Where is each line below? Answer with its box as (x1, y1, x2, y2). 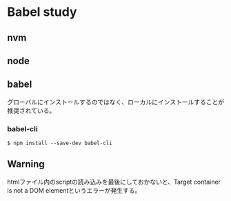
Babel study (7, 4, 77, 20)
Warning (7, 158, 45, 170)
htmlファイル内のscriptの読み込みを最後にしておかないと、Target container (7, 178, 221, 186)
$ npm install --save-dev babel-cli (7, 140, 112, 147)
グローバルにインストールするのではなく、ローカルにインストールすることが (7, 97, 225, 106)
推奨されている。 (7, 106, 56, 115)
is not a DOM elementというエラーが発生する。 (7, 186, 141, 194)
